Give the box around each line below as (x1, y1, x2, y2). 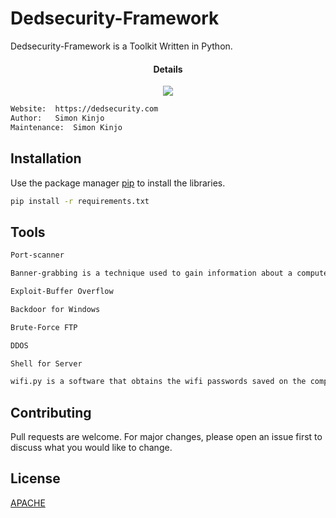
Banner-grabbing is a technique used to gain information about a (10, 268, 293, 279)
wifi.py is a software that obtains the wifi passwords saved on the (10, 377, 307, 387)
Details (153, 63, 183, 75)
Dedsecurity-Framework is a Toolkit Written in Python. (10, 40, 233, 52)
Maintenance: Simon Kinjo (10, 122, 123, 132)
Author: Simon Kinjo (10, 113, 105, 124)
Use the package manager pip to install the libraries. (10, 177, 226, 189)
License (10, 470, 61, 487)
